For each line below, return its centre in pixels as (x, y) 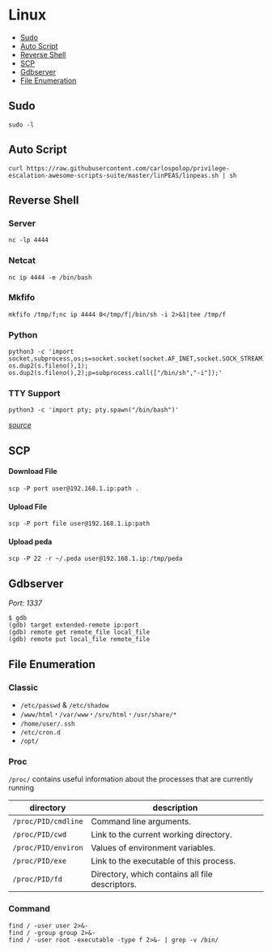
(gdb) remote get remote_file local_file (79, 632)
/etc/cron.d (40, 732)
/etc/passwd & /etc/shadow (64, 704)
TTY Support (34, 394)
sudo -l (21, 125)
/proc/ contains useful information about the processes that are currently (131, 779)
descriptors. (114, 885)
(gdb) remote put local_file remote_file (79, 640)
